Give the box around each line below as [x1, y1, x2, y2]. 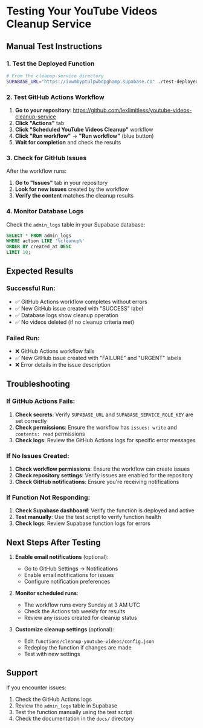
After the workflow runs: [6, 167, 67, 175]
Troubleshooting [6, 379, 71, 389]
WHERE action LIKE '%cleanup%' [6, 238, 85, 244]
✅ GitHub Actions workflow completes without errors [14, 298, 148, 305]
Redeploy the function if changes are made [24, 644, 132, 651]
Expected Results [6, 266, 74, 276]
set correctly [14, 417, 47, 424]
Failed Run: [6, 333, 40, 342]
